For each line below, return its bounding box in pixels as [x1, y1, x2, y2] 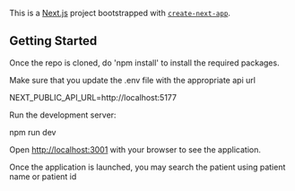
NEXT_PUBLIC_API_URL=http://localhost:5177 [9, 91, 178, 102]
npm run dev [9, 126, 56, 137]
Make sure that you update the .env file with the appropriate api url [9, 74, 256, 85]
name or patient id [9, 170, 77, 182]
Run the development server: [9, 109, 117, 120]
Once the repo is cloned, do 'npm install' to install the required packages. [9, 57, 280, 68]
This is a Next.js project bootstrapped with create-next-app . [9, 8, 231, 18]
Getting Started [9, 33, 98, 48]
